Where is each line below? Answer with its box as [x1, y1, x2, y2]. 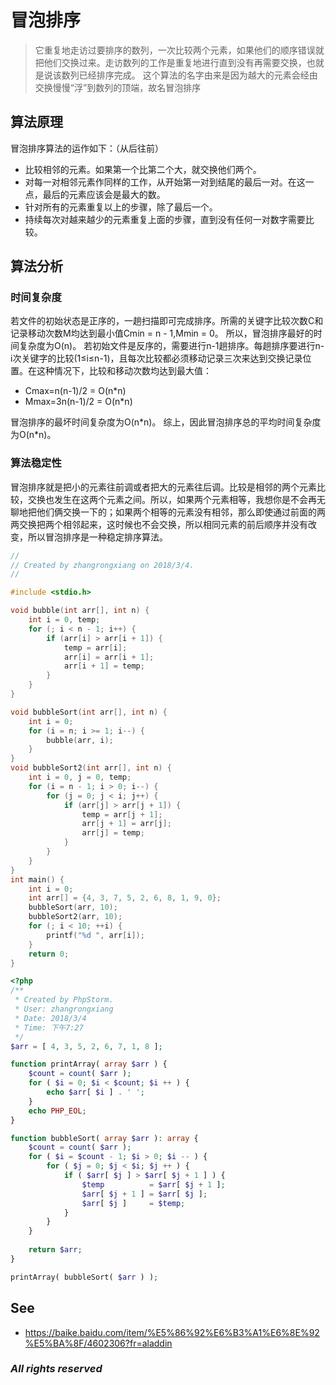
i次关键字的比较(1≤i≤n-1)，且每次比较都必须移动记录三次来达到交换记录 [10, 352, 303, 365]
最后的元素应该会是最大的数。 [42, 188, 166, 200]
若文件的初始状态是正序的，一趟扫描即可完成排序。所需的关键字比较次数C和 [10, 315, 324, 327]
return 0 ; [28, 949, 70, 959]
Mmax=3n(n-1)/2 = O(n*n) [24, 396, 133, 408]
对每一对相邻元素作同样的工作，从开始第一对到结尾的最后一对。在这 [24, 176, 306, 188]
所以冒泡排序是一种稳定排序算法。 [27, 531, 168, 543]
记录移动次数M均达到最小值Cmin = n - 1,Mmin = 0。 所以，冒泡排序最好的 [10, 327, 314, 340]
